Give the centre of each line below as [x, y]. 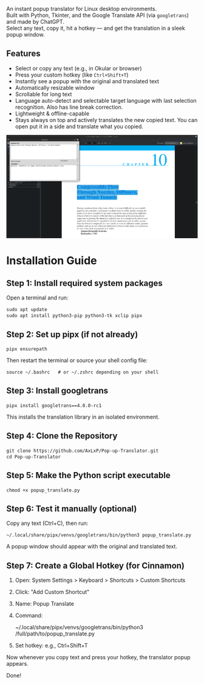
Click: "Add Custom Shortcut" [52, 592]
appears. [17, 664]
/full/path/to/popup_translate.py [55, 634]
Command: [29, 615]
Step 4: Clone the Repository [62, 436]
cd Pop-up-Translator [34, 457]
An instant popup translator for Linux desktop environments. [81, 9]
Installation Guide [52, 261]
